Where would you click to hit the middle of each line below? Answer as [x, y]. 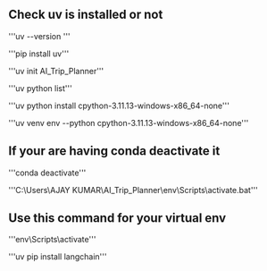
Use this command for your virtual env [117, 218]
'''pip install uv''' [39, 54]
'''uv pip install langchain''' [58, 257]
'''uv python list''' [40, 88]
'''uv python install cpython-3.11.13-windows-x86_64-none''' [119, 106]
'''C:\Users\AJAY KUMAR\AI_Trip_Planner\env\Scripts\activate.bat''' [133, 190]
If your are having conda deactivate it [114, 151]
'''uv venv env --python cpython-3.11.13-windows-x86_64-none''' [129, 123]
